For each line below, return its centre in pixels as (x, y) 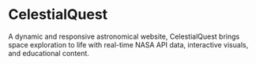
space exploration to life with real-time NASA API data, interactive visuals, (128, 44)
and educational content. (49, 53)
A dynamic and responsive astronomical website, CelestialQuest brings (124, 36)
